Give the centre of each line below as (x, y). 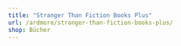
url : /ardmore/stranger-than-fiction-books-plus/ (91, 23)
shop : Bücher (29, 30)
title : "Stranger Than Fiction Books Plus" (80, 15)
